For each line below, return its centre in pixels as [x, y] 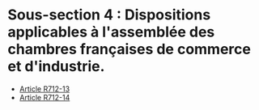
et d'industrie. [56, 67]
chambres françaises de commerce [129, 49]
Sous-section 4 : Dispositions [109, 15]
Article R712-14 [45, 97]
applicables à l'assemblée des [111, 32]
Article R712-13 [45, 89]
